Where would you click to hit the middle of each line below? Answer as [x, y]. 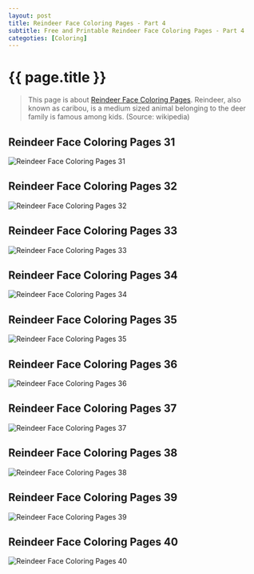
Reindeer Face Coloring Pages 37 [93, 409]
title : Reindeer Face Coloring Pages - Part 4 [87, 23]
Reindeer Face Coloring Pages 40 [93, 542]
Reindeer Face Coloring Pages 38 [93, 453]
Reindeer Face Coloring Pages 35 [93, 320]
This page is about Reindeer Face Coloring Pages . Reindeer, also [134, 100]
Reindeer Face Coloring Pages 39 [93, 498]
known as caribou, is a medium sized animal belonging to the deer [137, 108]
